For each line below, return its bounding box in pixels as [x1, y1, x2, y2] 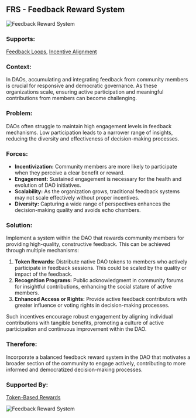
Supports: [6, 35, 36, 43]
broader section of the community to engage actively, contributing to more [6, 359, 186, 366]
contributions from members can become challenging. [6, 95, 137, 102]
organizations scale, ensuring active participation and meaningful [6, 88, 164, 95]
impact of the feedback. [14, 270, 73, 277]
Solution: [6, 221, 33, 229]
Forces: [6, 149, 28, 157]
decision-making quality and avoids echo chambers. [14, 207, 142, 213]
